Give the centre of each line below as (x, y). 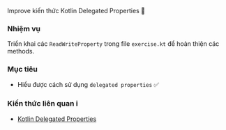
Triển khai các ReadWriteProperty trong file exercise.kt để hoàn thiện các (113, 44)
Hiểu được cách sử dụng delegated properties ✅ (88, 84)
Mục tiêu (23, 70)
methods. (21, 51)
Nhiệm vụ (24, 29)
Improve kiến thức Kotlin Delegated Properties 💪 (76, 11)
